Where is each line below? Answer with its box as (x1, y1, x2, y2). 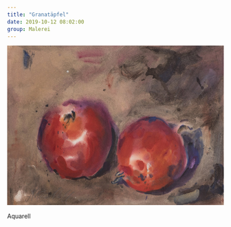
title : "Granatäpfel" (7, 11, 69, 18)
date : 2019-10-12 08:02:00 (7, 18, 85, 25)
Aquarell (7, 212, 31, 220)
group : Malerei (7, 25, 51, 32)
